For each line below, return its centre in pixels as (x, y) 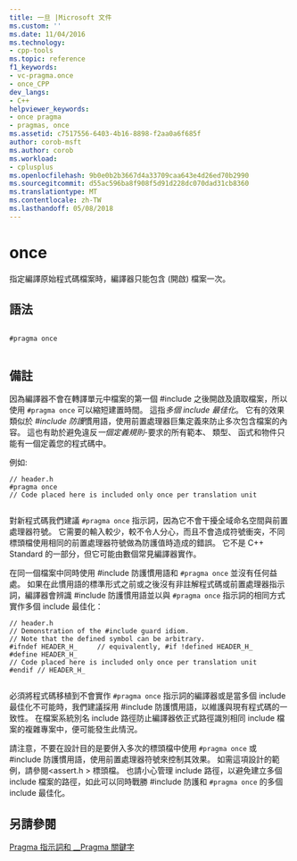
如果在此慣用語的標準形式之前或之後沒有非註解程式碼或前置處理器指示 (156, 584)
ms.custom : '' (36, 26)
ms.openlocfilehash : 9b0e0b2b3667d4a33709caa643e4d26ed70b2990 (129, 175)
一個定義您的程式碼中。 (68, 444)
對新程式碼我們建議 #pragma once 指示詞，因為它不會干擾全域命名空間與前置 (148, 521)
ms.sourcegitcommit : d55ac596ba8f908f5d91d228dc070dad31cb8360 (129, 184)
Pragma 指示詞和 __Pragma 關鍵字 (72, 847)
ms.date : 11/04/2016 (48, 34)
